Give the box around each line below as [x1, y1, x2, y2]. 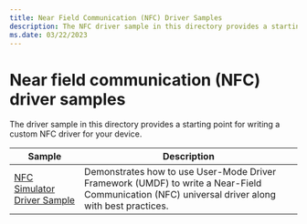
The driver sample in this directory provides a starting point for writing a [9, 119, 281, 130]
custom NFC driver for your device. [9, 128, 143, 139]
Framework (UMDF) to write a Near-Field [83, 177, 262, 189]
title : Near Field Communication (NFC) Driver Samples [9, 13, 223, 23]
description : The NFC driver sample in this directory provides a [9, 22, 268, 31]
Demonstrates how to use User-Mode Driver [83, 166, 277, 178]
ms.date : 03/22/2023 [9, 30, 89, 39]
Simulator [14, 183, 56, 196]
